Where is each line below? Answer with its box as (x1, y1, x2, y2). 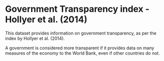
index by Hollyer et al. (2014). (5, 35, 65, 41)
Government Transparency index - (5, 3, 150, 15)
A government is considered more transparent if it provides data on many (5, 45, 155, 51)
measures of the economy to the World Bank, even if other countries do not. (5, 50, 160, 56)
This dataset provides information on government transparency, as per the (5, 30, 157, 36)
